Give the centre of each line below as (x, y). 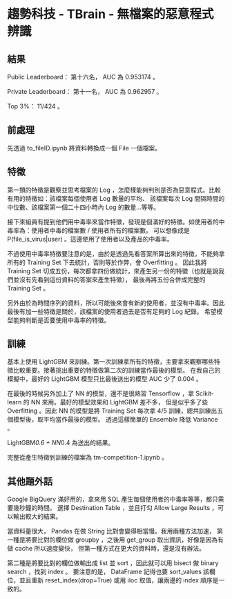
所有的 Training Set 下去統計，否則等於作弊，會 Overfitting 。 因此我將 (107, 262)
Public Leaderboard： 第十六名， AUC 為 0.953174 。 (83, 77)
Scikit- (205, 393)
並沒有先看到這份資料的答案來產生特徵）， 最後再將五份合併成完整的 (109, 279)
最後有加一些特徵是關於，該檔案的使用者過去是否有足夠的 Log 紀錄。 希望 (112, 311)
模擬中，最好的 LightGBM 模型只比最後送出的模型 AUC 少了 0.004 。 (105, 379)
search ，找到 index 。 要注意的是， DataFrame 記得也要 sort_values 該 (108, 572)
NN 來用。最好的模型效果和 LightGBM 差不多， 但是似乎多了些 (119, 402)
